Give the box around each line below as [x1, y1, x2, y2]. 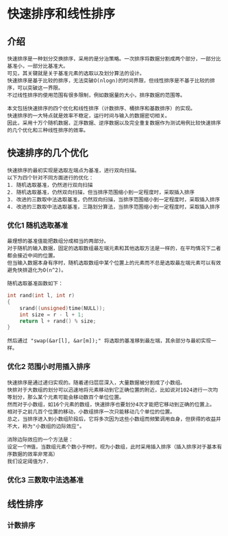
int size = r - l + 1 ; [19, 311, 84, 318]
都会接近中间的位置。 [7, 253, 58, 259]
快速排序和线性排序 [7, 6, 116, 22]
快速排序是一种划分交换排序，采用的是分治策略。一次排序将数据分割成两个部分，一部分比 [7, 55, 221, 62]
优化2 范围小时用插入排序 [7, 362, 91, 372]
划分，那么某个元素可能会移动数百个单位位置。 [12, 394, 125, 400]
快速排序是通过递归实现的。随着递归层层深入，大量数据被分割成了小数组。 [7, 379, 186, 386]
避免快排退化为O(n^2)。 [7, 267, 67, 274]
